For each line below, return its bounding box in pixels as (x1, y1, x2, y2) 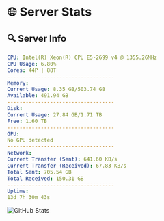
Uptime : (7, 187, 29, 195)
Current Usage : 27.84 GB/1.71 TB (7, 111, 102, 118)
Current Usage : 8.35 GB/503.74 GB (7, 86, 106, 93)
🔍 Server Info (7, 32, 67, 44)
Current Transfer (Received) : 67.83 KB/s (7, 162, 127, 169)
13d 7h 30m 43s (7, 194, 51, 201)
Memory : (7, 79, 29, 86)
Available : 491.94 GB (7, 92, 69, 99)
